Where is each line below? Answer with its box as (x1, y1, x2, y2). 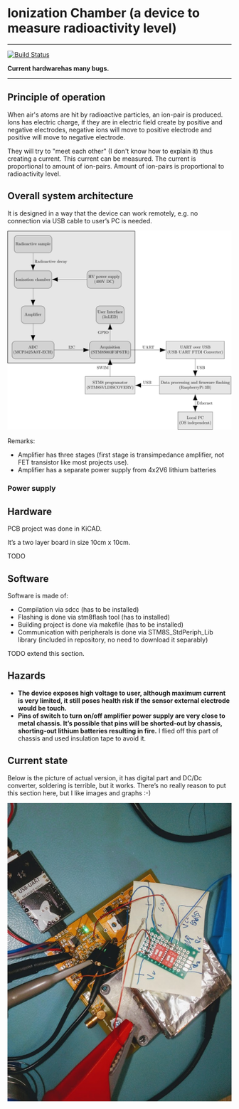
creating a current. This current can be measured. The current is (7, 154, 196, 163)
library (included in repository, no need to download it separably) (17, 635, 208, 644)
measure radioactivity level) (7, 20, 177, 36)
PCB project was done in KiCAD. (7, 524, 102, 533)
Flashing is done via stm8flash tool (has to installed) (17, 613, 171, 621)
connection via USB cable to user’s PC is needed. (7, 216, 153, 225)
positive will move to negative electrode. (7, 133, 126, 142)
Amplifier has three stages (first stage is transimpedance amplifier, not (17, 450, 225, 460)
